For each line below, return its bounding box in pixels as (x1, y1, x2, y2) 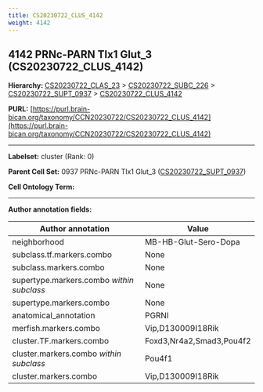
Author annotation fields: (8, 205, 92, 214)
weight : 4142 (8, 19, 51, 27)
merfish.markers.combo (12, 323, 100, 334)
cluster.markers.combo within (12, 348, 121, 359)
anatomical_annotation (12, 310, 95, 321)
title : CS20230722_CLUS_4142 (8, 11, 103, 20)
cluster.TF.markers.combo (12, 336, 110, 347)
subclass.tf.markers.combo (12, 249, 112, 260)
